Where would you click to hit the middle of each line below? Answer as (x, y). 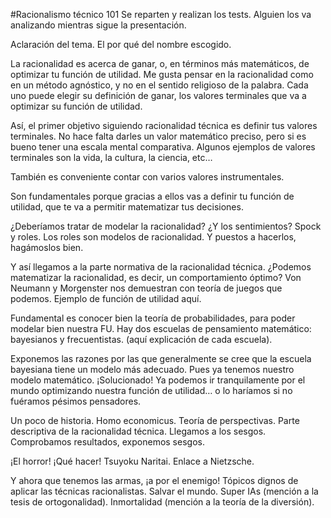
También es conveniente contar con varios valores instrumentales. (147, 177)
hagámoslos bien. (47, 247)
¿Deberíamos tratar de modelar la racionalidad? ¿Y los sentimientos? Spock (166, 226)
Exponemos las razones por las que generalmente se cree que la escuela (161, 358)
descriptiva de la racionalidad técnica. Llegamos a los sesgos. (138, 431)
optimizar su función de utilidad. (76, 106)
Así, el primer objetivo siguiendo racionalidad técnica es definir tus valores (164, 125)
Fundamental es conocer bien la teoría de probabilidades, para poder (153, 318)
